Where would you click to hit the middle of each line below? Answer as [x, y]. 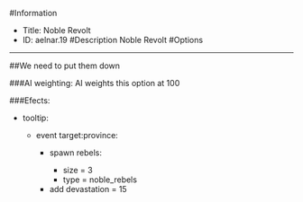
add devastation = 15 [88, 189]
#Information [33, 13]
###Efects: [30, 101]
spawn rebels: [75, 153]
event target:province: [77, 135]
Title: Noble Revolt [57, 30]
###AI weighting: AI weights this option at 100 [95, 83]
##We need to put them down [64, 66]
